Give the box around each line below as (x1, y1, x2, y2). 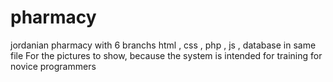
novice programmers (10, 60, 97, 72)
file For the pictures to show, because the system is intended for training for (10, 49, 323, 61)
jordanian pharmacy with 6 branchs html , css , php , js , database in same (10, 39, 317, 51)
